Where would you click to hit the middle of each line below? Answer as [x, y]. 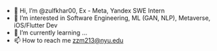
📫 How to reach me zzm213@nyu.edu [68, 40]
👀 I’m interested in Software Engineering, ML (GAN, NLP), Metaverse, [112, 18]
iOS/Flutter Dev [36, 25]
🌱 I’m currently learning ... [50, 32]
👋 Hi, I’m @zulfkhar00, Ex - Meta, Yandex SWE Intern [89, 11]
